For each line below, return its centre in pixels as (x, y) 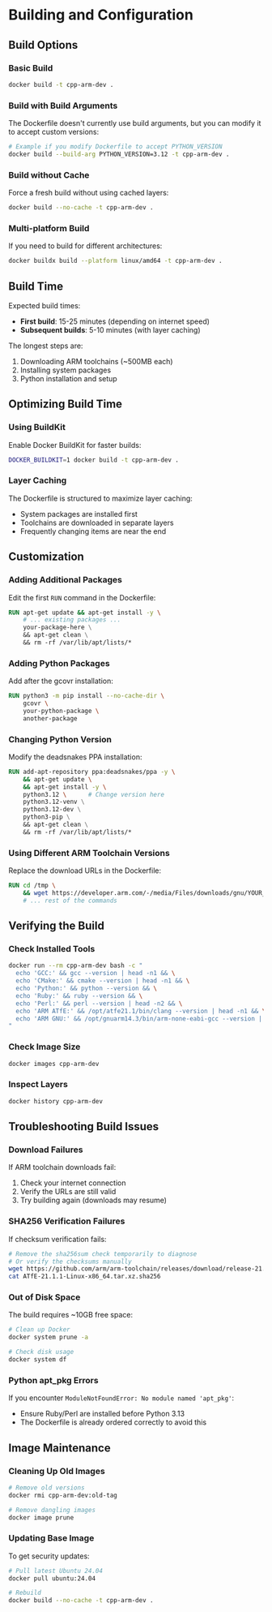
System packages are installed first (79, 514)
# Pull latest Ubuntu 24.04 (56, 1571)
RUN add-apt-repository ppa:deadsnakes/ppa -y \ (92, 772)
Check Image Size (45, 1047)
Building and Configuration (101, 15)
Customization (47, 557)
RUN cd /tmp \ (32, 886)
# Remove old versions (47, 1487)
